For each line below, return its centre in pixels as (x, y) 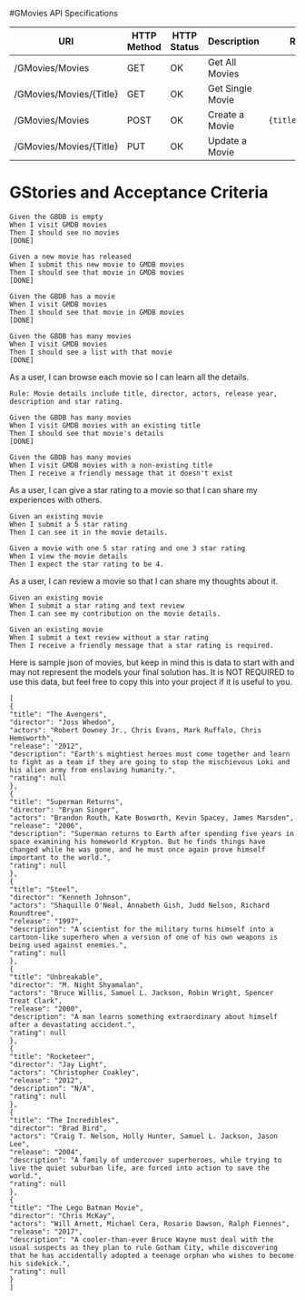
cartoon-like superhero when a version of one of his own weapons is (144, 937)
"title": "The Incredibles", (64, 1120)
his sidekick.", (40, 1264)
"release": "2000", (46, 1009)
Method (144, 47)
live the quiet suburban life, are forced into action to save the (140, 1168)
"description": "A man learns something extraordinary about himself (144, 1017)
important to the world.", (60, 857)
